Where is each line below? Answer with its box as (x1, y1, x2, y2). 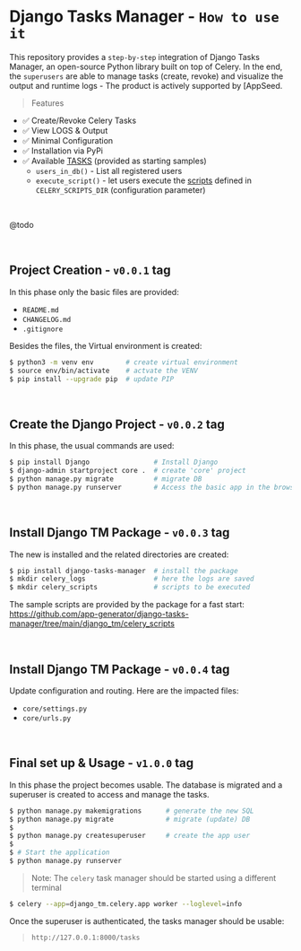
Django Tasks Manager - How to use (9, 6, 279, 27)
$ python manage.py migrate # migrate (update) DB (9, 815, 251, 824)
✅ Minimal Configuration (21, 135, 114, 145)
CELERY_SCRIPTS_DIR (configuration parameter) (35, 184, 206, 195)
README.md (21, 305, 60, 315)
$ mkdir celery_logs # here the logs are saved (9, 574, 254, 584)
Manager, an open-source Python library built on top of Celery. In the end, (9, 61, 283, 72)
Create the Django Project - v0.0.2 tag (9, 416, 226, 432)
